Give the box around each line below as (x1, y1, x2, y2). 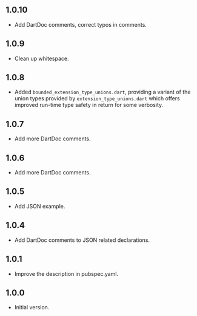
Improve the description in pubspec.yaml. (14, 270, 119, 277)
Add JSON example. (14, 202, 65, 210)
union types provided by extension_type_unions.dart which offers (14, 95, 180, 102)
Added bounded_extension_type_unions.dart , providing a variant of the (14, 88, 191, 96)
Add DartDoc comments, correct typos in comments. (14, 21, 147, 28)
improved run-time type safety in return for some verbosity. (14, 101, 164, 109)
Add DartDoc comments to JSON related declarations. (14, 236, 150, 244)
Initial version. (14, 304, 50, 311)
